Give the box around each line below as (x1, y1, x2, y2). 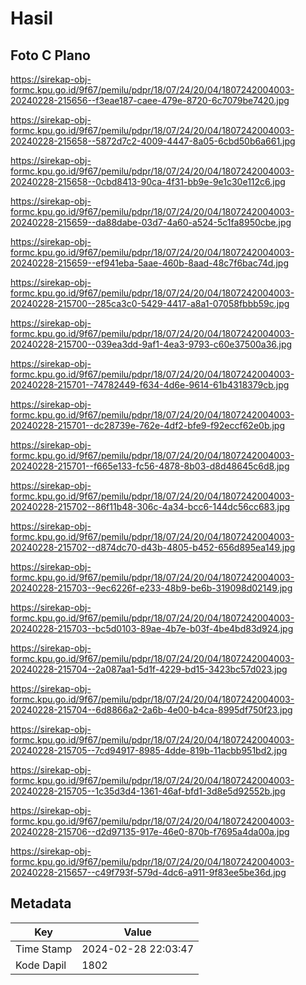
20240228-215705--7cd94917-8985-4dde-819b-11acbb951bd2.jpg (10, 745, 288, 756)
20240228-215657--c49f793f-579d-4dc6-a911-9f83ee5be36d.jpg (10, 867, 287, 878)
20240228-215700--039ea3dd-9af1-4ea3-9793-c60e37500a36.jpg (10, 338, 293, 350)
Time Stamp (15, 942, 73, 956)
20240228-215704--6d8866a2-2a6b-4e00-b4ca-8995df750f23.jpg (10, 704, 293, 716)
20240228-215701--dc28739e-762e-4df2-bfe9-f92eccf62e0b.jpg (10, 420, 286, 431)
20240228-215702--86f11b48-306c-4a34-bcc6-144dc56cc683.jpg (10, 501, 291, 512)
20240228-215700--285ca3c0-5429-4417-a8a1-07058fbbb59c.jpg (10, 298, 290, 309)
